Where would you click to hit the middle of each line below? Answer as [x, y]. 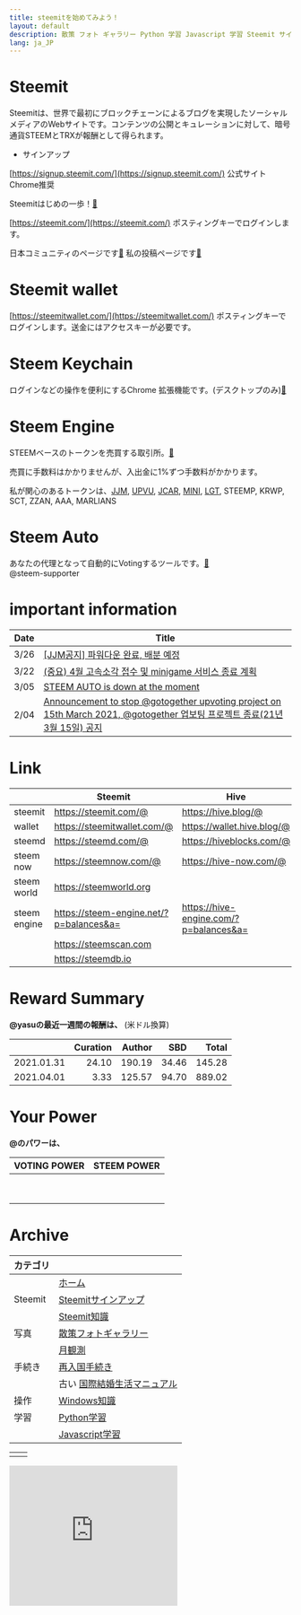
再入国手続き [86, 1366]
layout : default [39, 26]
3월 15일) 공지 [73, 728]
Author [138, 1047]
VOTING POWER [49, 1165]
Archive [39, 1235]
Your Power [53, 1117]
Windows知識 [87, 1401]
